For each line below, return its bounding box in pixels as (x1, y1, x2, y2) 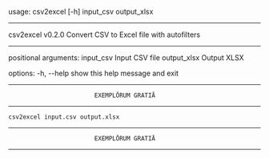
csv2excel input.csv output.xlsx (8, 113, 120, 121)
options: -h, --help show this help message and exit (8, 68, 179, 78)
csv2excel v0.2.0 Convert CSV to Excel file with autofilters (8, 30, 201, 39)
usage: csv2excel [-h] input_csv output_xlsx (8, 7, 154, 16)
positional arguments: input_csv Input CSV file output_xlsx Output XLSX (8, 53, 244, 63)
